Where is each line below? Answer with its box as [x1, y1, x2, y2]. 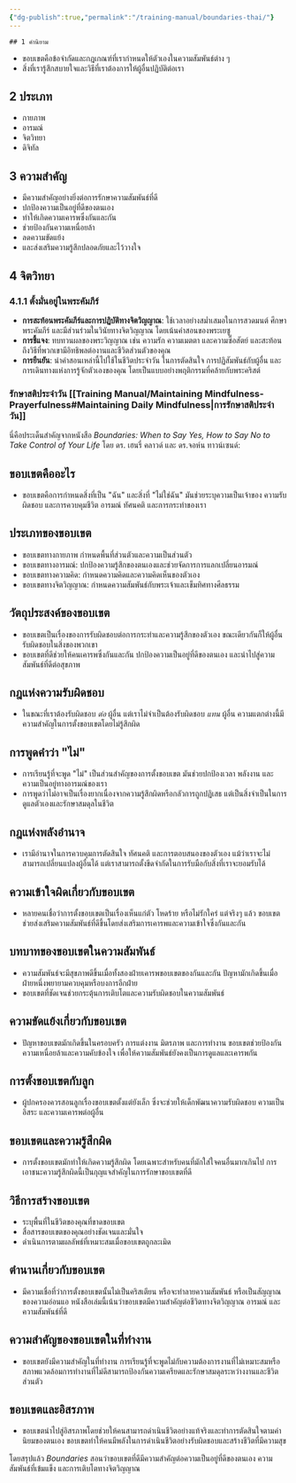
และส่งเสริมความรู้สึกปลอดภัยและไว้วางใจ [21, 242, 141, 253]
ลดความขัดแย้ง [21, 232, 65, 243]
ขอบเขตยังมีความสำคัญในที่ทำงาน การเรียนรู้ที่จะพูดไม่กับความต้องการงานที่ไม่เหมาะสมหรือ [21, 1355, 281, 1366]
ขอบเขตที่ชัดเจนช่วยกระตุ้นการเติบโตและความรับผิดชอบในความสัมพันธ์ [21, 987, 225, 998]
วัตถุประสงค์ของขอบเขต [9, 605, 110, 621]
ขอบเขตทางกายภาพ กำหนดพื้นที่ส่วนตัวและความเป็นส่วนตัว [21, 549, 193, 559]
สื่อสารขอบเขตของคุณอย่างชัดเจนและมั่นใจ [21, 1226, 144, 1237]
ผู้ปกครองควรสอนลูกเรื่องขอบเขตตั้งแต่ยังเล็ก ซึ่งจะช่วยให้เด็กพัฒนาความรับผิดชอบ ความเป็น [21, 1097, 285, 1108]
